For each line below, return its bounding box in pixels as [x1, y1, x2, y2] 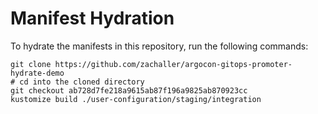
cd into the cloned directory [19, 77, 145, 87]
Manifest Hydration [10, 7, 175, 30]
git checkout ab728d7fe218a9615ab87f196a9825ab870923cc [10, 85, 248, 96]
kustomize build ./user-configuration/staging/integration [10, 94, 262, 104]
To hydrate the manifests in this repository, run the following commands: [10, 40, 309, 52]
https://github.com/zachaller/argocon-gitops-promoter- [54, 59, 293, 69]
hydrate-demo [10, 68, 65, 78]
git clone [10, 59, 52, 69]
